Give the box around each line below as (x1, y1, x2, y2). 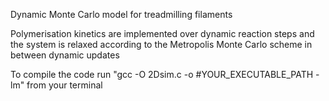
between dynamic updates (10, 49, 120, 61)
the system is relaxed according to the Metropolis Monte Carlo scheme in (10, 39, 313, 50)
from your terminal (26, 79, 103, 91)
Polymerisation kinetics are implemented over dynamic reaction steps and (10, 28, 315, 39)
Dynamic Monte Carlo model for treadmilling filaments (10, 9, 233, 20)
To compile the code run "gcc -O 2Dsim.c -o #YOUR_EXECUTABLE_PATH (10, 69, 314, 80)
